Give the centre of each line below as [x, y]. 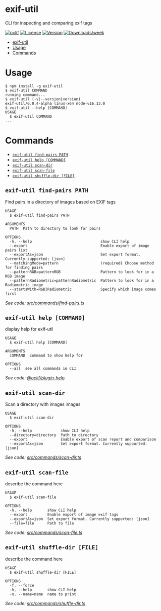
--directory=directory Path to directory [54, 435]
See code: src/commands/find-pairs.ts [45, 303]
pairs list [16, 250]
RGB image [15, 276]
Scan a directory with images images [43, 404]
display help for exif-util [29, 329]
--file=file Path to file [42, 524]
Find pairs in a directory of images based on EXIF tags [60, 202]
